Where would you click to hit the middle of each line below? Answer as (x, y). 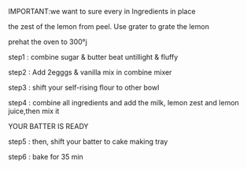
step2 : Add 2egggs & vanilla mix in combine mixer (90, 72)
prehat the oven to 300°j (48, 42)
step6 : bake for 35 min (46, 157)
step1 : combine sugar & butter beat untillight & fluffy (93, 57)
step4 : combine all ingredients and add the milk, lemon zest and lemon (124, 103)
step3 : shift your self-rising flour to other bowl (84, 87)
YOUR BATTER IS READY (48, 126)
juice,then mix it (34, 111)
